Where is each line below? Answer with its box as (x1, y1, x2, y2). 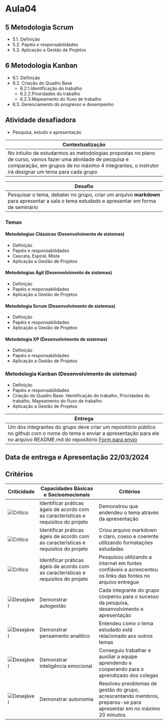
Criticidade (7, 488, 35, 495)
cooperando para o (98, 665, 144, 672)
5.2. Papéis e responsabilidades (12, 42, 78, 48)
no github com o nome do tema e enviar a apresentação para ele (7, 429, 159, 436)
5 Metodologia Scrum (5, 23, 74, 32)
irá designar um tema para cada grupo (7, 168, 97, 175)
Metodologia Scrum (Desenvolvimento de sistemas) (5, 303, 116, 309)
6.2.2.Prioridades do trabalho (19, 91, 80, 97)
